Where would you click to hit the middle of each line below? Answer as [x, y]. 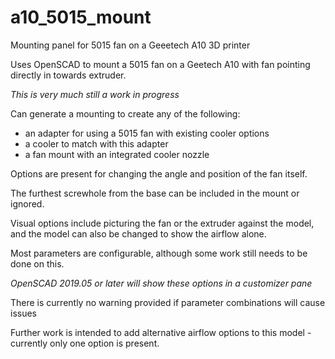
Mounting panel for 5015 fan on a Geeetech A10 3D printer [130, 45]
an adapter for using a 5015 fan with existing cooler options [147, 133]
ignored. [27, 203]
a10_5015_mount [81, 17]
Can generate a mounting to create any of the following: [125, 113]
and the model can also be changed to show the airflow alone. [138, 233]
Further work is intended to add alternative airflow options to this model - [161, 332]
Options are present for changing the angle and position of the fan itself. [159, 173]
